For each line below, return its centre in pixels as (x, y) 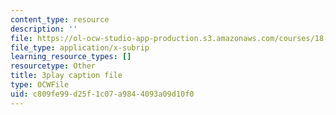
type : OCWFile (40, 85)
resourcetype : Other (53, 66)
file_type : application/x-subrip (80, 47)
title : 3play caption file (66, 76)
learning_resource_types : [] (71, 57)
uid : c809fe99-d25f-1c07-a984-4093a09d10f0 (102, 94)
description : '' (44, 29)
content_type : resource (60, 19)
